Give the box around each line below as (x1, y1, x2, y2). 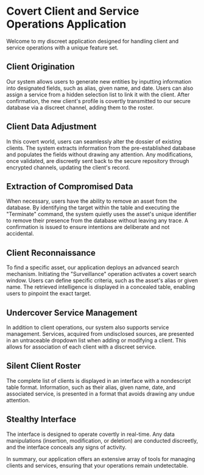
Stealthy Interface (6, 414, 77, 425)
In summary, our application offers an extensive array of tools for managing (6, 455, 195, 462)
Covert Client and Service (6, 4, 139, 18)
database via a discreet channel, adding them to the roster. (6, 104, 154, 111)
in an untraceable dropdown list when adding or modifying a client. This (6, 337, 187, 344)
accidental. (6, 230, 35, 237)
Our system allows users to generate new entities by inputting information (6, 78, 192, 85)
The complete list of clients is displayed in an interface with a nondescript (6, 377, 191, 384)
